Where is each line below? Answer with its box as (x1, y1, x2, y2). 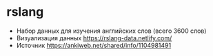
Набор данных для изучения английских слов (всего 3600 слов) (16, 27, 207, 35)
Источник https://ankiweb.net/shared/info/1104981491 (16, 41, 172, 49)
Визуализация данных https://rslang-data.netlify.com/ (16, 33, 172, 42)
